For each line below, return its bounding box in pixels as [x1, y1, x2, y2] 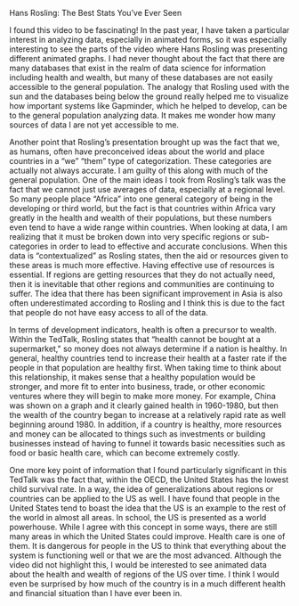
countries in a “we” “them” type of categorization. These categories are [9, 156, 272, 166]
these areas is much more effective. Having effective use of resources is [9, 260, 275, 270]
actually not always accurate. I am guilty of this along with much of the [9, 165, 269, 176]
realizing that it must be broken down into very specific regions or [9, 232, 251, 242]
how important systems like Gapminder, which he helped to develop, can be [9, 101, 287, 111]
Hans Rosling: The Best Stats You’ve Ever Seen [9, 8, 182, 18]
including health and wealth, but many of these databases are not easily [9, 72, 273, 83]
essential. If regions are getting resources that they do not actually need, [9, 269, 276, 280]
